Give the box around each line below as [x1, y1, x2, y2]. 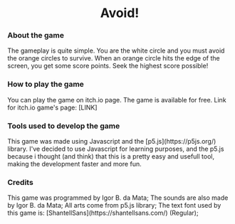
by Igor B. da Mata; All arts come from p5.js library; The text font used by [7, 201, 221, 210]
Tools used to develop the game [7, 121, 120, 131]
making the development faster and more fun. [7, 160, 142, 169]
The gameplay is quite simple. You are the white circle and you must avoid [7, 46, 225, 55]
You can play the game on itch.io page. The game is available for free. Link [7, 95, 226, 104]
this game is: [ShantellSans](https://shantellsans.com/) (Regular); [7, 208, 199, 218]
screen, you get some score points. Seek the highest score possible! [7, 62, 209, 70]
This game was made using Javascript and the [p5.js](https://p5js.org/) [7, 137, 216, 146]
